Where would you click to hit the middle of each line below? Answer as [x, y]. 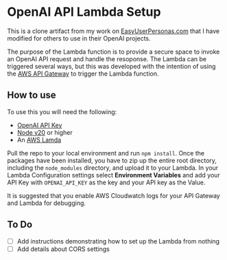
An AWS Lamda [39, 140]
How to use [32, 95]
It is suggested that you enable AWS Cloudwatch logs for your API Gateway [114, 195]
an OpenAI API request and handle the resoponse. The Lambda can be [107, 58]
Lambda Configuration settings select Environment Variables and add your [114, 175]
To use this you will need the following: [62, 111]
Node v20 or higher [45, 132]
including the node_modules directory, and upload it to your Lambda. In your [113, 167]
